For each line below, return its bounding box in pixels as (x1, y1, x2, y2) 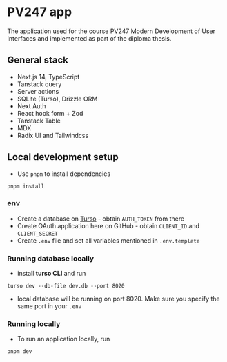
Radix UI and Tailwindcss (17, 131, 89, 139)
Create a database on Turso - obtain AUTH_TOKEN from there (17, 214, 185, 223)
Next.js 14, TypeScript (17, 72, 80, 81)
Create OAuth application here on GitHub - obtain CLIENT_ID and (17, 221, 200, 230)
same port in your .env (17, 302, 82, 310)
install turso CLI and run (17, 270, 86, 278)
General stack (7, 54, 69, 66)
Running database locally (7, 253, 95, 263)
